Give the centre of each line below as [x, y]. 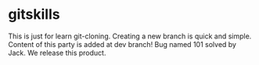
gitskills [34, 14]
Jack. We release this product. [57, 52]
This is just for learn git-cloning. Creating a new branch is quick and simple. [130, 36]
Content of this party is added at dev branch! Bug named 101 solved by [122, 44]
